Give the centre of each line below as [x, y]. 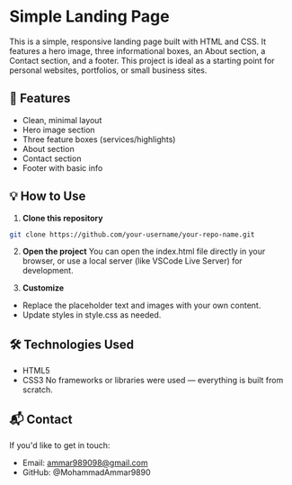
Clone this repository [62, 218]
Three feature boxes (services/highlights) [99, 139]
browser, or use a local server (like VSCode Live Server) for [132, 261]
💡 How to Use [48, 197]
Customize [43, 288]
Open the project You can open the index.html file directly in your [144, 251]
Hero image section [59, 130]
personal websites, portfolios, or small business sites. [108, 70]
